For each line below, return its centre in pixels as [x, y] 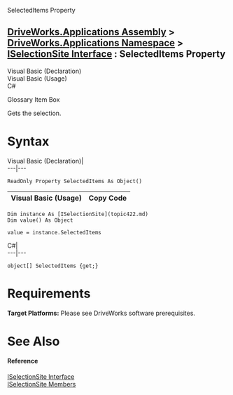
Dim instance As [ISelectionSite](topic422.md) [78, 214]
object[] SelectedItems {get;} [53, 266]
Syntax [28, 141]
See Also [34, 341]
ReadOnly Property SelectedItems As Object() [75, 181]
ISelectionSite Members [42, 384]
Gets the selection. [34, 113]
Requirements [49, 293]
